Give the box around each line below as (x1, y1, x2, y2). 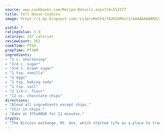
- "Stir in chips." (5, 107, 45, 112)
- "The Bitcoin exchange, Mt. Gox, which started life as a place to (5, 120, 151, 125)
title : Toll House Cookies (5, 12, 60, 17)
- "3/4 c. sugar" (5, 62, 41, 66)
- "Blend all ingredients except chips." (5, 102, 91, 108)
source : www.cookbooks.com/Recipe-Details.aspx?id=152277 (5, 7, 126, 12)
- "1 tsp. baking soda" (5, 80, 54, 85)
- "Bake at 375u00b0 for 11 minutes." (5, 111, 84, 116)
